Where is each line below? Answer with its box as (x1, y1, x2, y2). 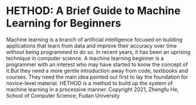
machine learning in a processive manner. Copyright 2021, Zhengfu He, (6, 86, 179, 93)
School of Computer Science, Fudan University (6, 92, 120, 99)
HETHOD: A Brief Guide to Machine (6, 4, 181, 18)
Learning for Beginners (6, 16, 122, 30)
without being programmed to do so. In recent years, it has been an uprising (6, 48, 191, 55)
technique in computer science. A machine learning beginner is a (6, 55, 164, 62)
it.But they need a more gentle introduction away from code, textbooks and (6, 67, 188, 74)
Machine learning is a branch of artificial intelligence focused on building (6, 36, 182, 43)
